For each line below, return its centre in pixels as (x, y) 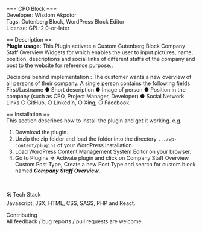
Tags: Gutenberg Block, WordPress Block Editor (65, 21)
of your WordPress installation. (95, 145)
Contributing (22, 215)
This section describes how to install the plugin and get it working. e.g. (94, 121)
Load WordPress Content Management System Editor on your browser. (103, 151)
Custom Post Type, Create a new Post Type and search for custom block (105, 164)
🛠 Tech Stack (24, 195)
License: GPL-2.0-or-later (38, 28)
